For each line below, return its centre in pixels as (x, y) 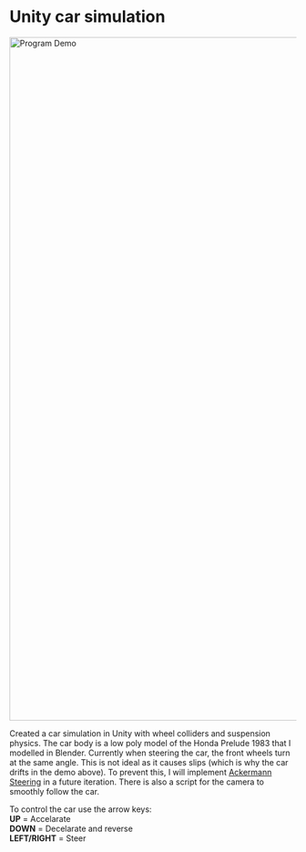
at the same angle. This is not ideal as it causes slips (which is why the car (149, 762)
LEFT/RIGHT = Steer (48, 838)
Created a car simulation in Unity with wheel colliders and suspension (140, 733)
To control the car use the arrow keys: (81, 809)
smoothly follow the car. (55, 791)
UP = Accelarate (40, 818)
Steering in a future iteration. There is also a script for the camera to (137, 782)
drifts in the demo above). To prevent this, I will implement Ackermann (141, 772)
